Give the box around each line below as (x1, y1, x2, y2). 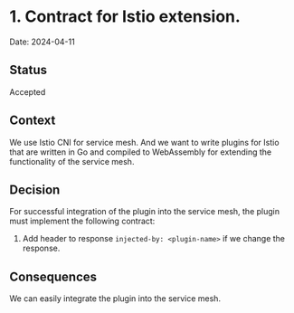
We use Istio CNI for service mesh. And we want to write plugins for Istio (9, 137, 280, 147)
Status (9, 62, 48, 78)
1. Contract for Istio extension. (9, 6, 242, 27)
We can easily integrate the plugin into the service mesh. (9, 293, 222, 304)
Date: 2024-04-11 (9, 36, 75, 47)
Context (9, 113, 56, 128)
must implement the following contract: (9, 215, 156, 227)
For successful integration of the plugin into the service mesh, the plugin (9, 206, 280, 217)
